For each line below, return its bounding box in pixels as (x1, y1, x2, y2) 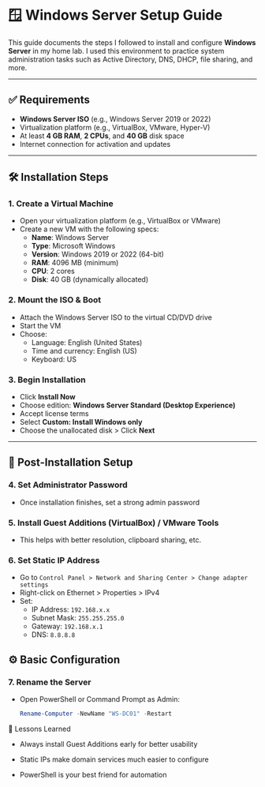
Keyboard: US (31, 354, 77, 364)
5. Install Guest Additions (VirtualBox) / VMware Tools (8, 517, 219, 528)
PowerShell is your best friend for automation (19, 770, 167, 779)
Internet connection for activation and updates (19, 139, 171, 148)
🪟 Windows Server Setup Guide (8, 6, 223, 24)
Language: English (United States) (31, 337, 143, 347)
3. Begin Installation (8, 374, 86, 385)
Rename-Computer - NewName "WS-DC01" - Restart (19, 710, 172, 718)
